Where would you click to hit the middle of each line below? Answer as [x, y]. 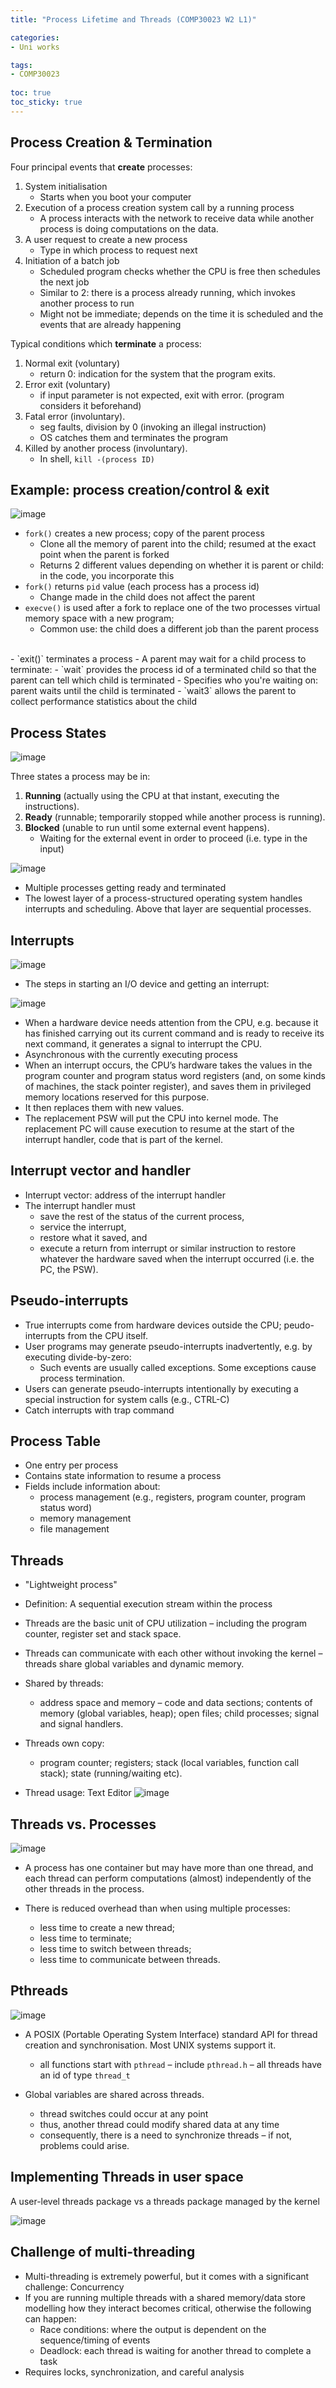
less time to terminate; [85, 1938]
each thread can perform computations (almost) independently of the [168, 1878]
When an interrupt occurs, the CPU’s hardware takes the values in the [168, 1065]
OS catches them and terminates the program [134, 437]
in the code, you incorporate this [107, 576]
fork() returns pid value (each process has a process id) [142, 587]
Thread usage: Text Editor [78, 1793]
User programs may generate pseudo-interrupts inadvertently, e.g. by [168, 1346]
